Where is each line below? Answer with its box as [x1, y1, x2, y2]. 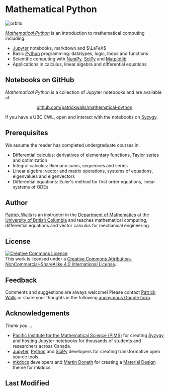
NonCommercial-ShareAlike [5, 261, 63, 268]
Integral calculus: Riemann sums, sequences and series [12, 162, 128, 168]
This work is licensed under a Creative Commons [5, 256, 107, 262]
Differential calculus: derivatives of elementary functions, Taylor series [12, 152, 159, 158]
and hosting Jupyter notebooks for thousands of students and [12, 338, 141, 344]
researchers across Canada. [12, 343, 71, 349]
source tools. [12, 354, 40, 360]
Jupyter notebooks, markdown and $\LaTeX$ [12, 45, 107, 51]
